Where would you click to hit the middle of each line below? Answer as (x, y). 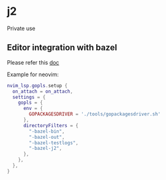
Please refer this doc (33, 62)
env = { (33, 109)
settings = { (29, 97)
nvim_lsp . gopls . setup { (37, 85)
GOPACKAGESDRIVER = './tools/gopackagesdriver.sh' (95, 114)
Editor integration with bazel (62, 48)
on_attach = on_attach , (43, 91)
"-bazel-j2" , (46, 149)
